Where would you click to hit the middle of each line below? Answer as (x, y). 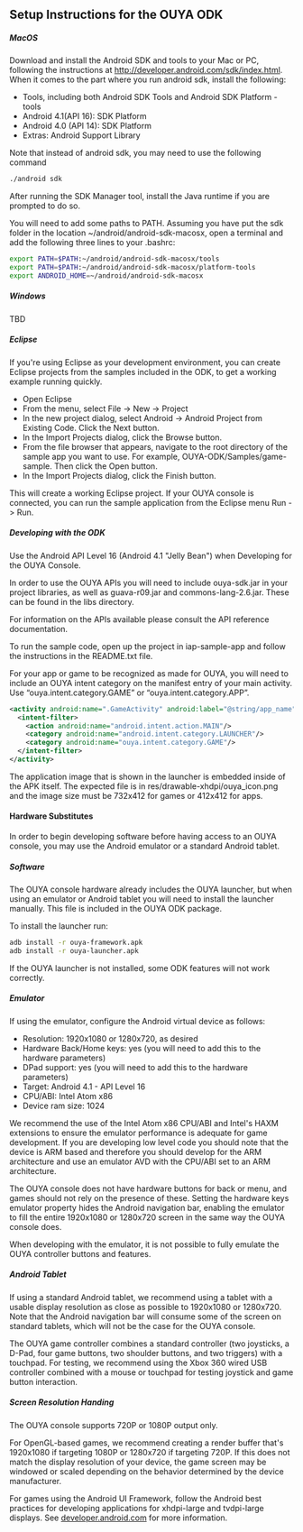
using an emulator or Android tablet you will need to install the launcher (142, 899)
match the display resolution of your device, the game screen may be (138, 1462)
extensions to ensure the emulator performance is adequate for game (138, 1133)
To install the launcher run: (59, 926)
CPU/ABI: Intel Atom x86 (68, 1096)
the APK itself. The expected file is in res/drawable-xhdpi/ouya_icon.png (144, 786)
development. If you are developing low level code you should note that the (149, 1142)
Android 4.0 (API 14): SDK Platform (87, 126)
